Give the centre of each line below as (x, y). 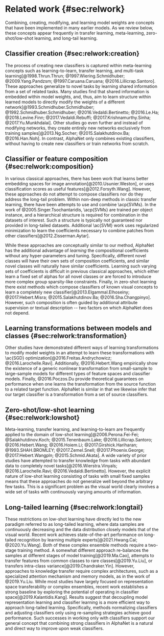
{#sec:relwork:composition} (49, 167)
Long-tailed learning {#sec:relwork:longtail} (74, 507)
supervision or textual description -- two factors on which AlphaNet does (79, 308)
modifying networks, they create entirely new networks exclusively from (78, 128)
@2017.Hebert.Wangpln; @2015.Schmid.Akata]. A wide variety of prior (76, 455)
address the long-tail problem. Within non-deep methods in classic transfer (81, 199)
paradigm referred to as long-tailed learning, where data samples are (75, 524)
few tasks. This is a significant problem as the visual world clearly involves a (82, 487)
